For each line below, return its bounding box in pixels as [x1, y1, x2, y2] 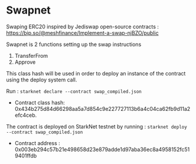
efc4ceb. [14, 111, 37, 119]
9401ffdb [14, 152, 37, 159]
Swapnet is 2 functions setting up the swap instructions [6, 41, 142, 48]
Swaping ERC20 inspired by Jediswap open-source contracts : [6, 23, 159, 30]
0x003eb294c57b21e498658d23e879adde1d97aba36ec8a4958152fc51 [14, 146, 190, 153]
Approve [14, 58, 36, 65]
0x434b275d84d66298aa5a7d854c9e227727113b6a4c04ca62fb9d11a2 [14, 105, 191, 112]
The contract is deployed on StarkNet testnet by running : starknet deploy [6, 123, 187, 130]
